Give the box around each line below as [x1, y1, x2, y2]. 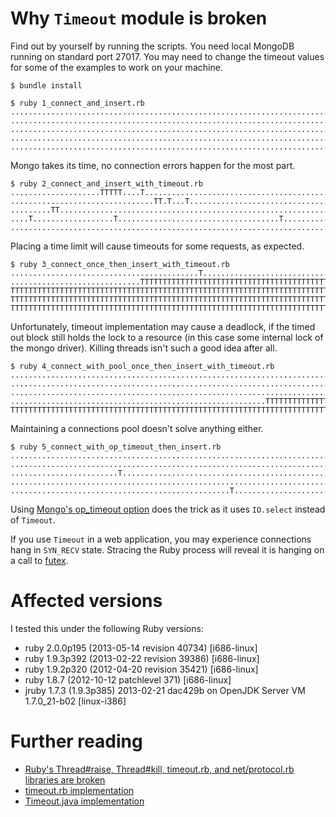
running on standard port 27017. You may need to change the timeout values [10, 50, 325, 62]
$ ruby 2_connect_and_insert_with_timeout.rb [10, 178, 203, 189]
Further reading [10, 730, 143, 753]
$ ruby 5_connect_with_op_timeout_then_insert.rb [10, 442, 222, 452]
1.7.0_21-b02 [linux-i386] [24, 695, 127, 707]
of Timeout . [10, 513, 56, 526]
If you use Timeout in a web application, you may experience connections [10, 533, 312, 545]
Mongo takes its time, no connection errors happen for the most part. [10, 159, 296, 171]
